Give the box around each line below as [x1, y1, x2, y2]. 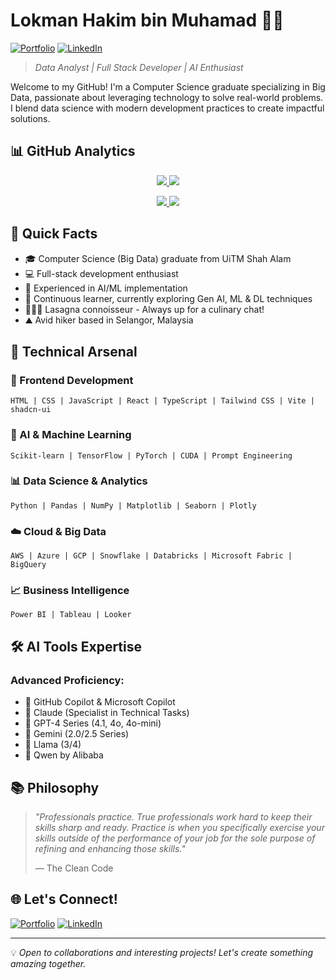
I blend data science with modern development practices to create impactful [10, 102, 325, 114]
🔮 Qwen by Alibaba [24, 749, 104, 761]
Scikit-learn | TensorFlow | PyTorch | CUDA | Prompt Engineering [10, 450, 293, 461]
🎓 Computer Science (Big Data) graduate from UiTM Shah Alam [24, 252, 292, 264]
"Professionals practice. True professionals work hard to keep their [34, 810, 313, 823]
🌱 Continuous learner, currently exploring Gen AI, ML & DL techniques [24, 292, 313, 304]
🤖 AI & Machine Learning [10, 428, 132, 442]
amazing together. [10, 957, 87, 969]
